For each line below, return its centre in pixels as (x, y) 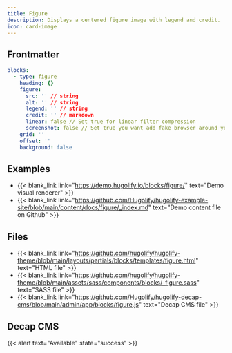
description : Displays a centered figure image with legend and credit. (114, 20)
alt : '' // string (52, 102)
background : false (46, 147)
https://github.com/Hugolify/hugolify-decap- (138, 297)
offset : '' (35, 141)
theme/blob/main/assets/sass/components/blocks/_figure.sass (107, 283)
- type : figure (35, 77)
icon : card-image (32, 26)
